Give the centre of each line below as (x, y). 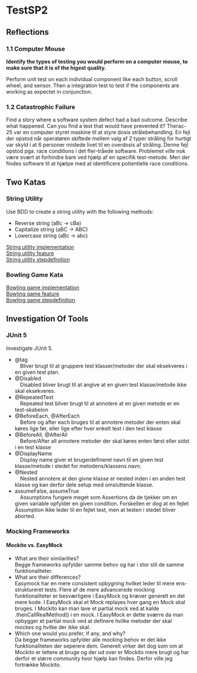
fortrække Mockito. (38, 664)
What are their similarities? (47, 558)
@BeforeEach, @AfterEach (47, 416)
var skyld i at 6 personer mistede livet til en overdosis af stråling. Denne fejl (97, 145)
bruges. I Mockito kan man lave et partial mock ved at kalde (87, 608)
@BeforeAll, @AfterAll (41, 435)
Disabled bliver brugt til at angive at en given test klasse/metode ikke (103, 384)
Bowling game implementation (43, 288)
